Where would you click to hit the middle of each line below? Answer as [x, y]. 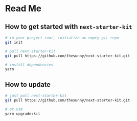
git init [14, 42]
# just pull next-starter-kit [36, 96]
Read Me [23, 9]
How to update [28, 85]
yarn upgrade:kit [23, 114]
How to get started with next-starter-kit [69, 27]
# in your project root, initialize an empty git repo [62, 38]
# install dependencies [29, 65]
